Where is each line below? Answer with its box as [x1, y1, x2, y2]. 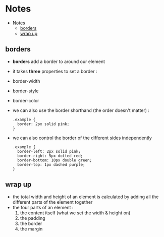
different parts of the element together [12, 199, 93, 205]
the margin [20, 225, 43, 232]
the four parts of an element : [12, 204, 74, 210]
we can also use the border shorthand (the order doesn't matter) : [12, 107, 150, 113]
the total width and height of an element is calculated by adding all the [12, 194, 159, 200]
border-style [12, 88, 39, 94]
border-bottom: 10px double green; [17, 157, 92, 163]
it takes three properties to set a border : [12, 68, 97, 74]
